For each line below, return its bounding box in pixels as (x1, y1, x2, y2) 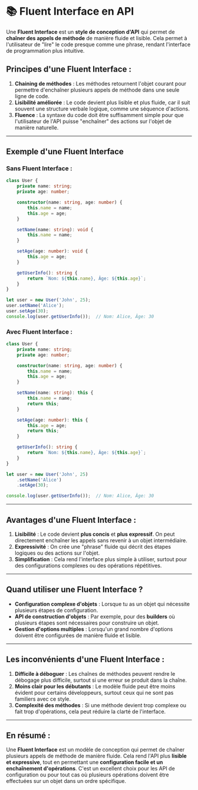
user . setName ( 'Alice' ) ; (6, 303, 65, 309)
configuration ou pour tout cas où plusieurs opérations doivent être (6, 771, 169, 778)
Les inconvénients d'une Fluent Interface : (6, 655, 165, 665)
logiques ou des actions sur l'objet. (14, 549, 100, 556)
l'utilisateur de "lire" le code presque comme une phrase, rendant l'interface (6, 41, 191, 48)
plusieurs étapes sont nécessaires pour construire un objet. (14, 619, 160, 626)
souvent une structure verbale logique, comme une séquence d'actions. (14, 105, 190, 112)
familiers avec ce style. (14, 695, 71, 702)
